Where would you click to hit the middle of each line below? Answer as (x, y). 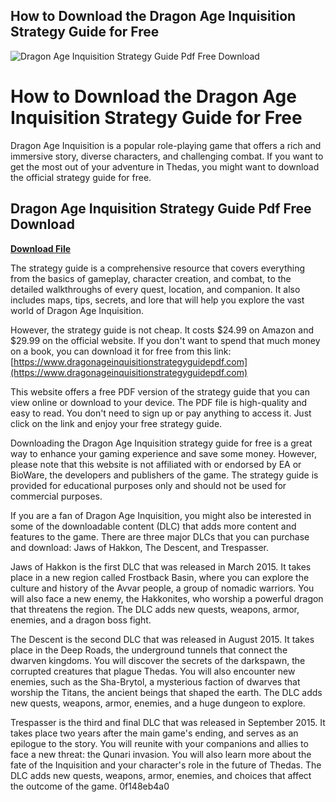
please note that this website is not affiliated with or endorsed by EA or (156, 464)
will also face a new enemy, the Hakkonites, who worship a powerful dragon (167, 598)
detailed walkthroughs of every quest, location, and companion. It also (155, 289)
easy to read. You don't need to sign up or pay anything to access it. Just (161, 413)
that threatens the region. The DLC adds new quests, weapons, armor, (155, 609)
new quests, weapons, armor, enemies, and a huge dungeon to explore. (158, 703)
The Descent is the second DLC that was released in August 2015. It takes (162, 639)
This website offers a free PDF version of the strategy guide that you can (160, 391)
